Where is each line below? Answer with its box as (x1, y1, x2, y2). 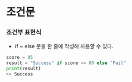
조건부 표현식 (6, 28, 42, 36)
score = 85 (6, 55, 33, 61)
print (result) (6, 66, 42, 72)
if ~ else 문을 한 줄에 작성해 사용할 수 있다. (14, 43, 114, 50)
